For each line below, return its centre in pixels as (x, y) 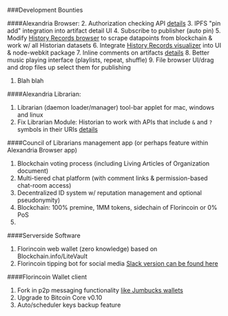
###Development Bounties (45, 10)
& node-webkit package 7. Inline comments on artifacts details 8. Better (108, 52)
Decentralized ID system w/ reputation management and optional (109, 193)
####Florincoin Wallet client (47, 277)
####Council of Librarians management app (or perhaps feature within (108, 143)
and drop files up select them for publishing (69, 67)
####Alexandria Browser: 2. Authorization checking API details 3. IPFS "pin (114, 23)
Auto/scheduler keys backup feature (69, 305)
